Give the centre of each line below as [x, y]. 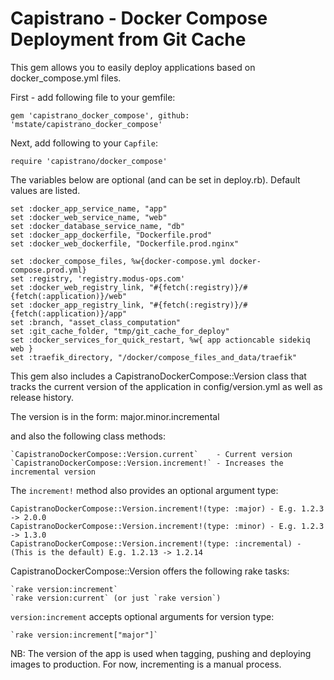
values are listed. [45, 190]
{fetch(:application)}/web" [69, 296]
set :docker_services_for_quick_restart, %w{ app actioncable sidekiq [160, 340]
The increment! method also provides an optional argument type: [144, 490]
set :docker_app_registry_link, [77, 305]
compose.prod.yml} [48, 270]
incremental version [53, 472]
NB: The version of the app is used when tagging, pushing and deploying [161, 653]
